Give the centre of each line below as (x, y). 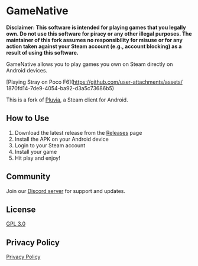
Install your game (36, 151)
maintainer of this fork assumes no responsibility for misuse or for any (95, 40)
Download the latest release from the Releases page (78, 132)
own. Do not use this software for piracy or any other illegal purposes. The (99, 33)
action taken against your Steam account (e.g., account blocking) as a (94, 46)
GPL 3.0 (16, 224)
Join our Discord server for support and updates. (66, 191)
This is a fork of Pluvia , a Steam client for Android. (67, 100)
